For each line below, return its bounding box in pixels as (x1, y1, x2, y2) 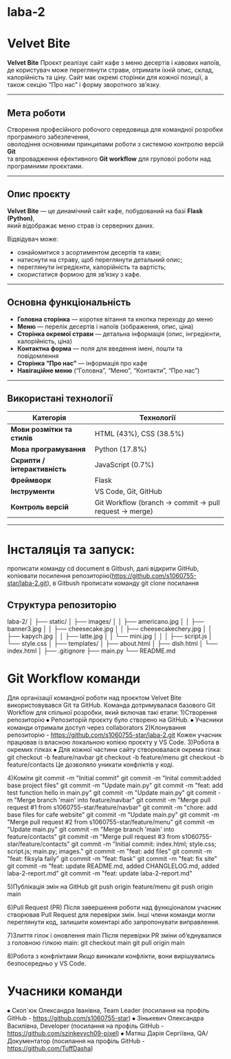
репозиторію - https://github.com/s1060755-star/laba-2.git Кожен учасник (7, 731, 222, 739)
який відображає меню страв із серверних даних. (7, 221, 155, 230)
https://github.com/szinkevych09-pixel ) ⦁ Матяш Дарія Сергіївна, (7, 1029, 196, 1037)
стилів (10, 433, 33, 443)
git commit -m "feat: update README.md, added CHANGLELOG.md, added (7, 862, 220, 870)
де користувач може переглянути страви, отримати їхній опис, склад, (7, 66, 214, 75)
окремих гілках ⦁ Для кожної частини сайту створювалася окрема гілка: (7, 746, 222, 754)
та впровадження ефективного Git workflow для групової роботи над (7, 155, 211, 163)
